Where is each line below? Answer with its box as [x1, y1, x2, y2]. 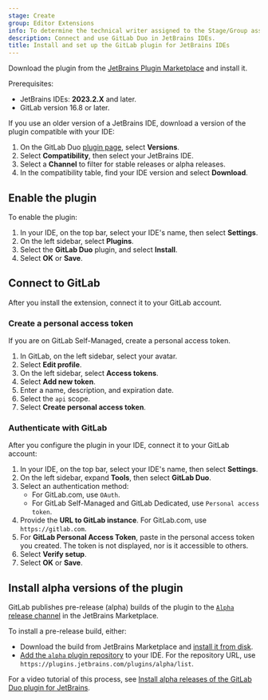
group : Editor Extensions [8, 19, 94, 27]
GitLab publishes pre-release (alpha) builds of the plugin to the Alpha [8, 602, 235, 612]
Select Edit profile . [19, 360, 82, 370]
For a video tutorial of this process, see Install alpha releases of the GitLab [8, 674, 253, 684]
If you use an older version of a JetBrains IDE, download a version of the [8, 118, 246, 128]
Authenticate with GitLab [8, 422, 108, 433]
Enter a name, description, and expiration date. [19, 386, 174, 395]
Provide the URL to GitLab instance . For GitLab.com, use [19, 515, 207, 525]
